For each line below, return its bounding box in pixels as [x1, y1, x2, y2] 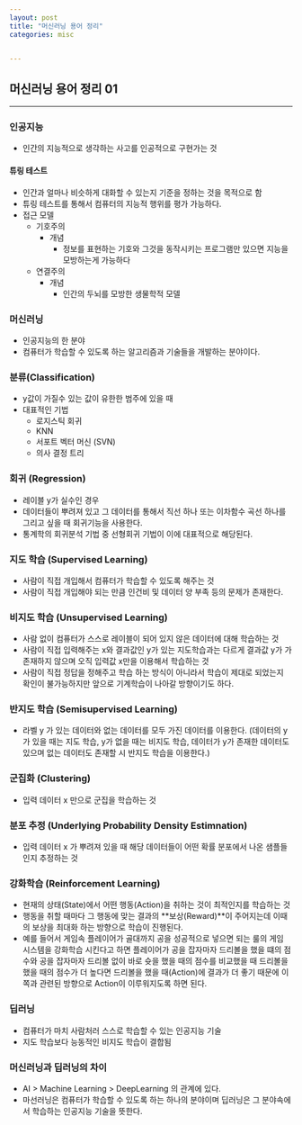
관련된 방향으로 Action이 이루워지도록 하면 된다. [39, 978, 208, 989]
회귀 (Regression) [9, 472, 86, 485]
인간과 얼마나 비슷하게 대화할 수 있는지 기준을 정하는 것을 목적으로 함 [22, 186, 262, 198]
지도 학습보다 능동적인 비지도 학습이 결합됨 [22, 1036, 173, 1047]
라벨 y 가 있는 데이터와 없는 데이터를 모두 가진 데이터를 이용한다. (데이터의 [22, 725, 281, 736]
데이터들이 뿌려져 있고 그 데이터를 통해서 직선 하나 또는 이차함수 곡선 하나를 [22, 506, 287, 517]
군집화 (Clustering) [9, 772, 92, 785]
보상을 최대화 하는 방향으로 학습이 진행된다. [31, 922, 184, 932]
